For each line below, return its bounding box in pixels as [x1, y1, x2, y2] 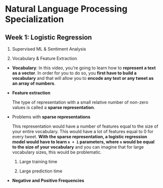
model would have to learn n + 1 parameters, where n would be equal [12, 139, 155, 145]
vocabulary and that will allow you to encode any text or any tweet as [12, 75, 154, 81]
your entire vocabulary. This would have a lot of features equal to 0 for [12, 129, 154, 134]
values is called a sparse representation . [12, 105, 95, 110]
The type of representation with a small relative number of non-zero [12, 99, 148, 105]
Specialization [5, 14, 64, 25]
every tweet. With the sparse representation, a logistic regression [12, 134, 147, 139]
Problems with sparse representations [12, 114, 91, 120]
